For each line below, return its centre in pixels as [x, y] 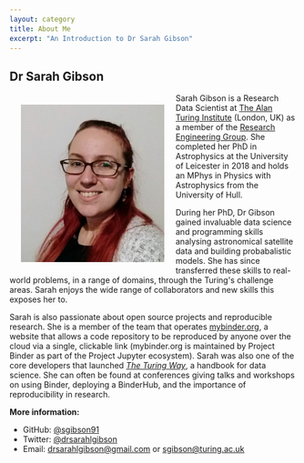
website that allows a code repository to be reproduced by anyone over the [150, 337]
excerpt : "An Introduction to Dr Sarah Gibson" [101, 38]
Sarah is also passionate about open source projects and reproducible [141, 317]
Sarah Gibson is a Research [228, 98]
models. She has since [218, 261]
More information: [45, 412]
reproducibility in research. [60, 395]
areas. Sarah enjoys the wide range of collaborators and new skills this [142, 290]
